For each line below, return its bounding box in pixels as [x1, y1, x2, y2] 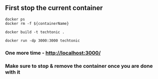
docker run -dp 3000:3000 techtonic [5, 38, 80, 43]
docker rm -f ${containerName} [5, 21, 69, 26]
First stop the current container [5, 4, 103, 12]
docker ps [5, 17, 26, 21]
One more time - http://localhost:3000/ [5, 49, 101, 56]
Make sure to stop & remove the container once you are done [5, 62, 153, 69]
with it [5, 68, 21, 75]
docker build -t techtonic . [5, 29, 65, 35]
